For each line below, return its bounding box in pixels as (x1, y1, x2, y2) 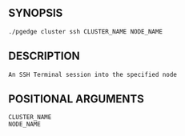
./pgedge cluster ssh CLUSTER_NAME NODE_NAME (8, 27, 163, 35)
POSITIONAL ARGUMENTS (8, 92, 144, 106)
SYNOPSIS (8, 6, 63, 20)
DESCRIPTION (8, 50, 80, 63)
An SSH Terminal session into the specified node (8, 70, 178, 78)
